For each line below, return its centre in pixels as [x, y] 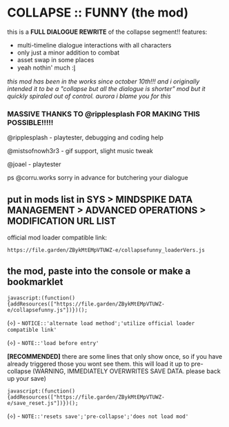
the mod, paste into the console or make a [99, 271]
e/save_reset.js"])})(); [43, 403]
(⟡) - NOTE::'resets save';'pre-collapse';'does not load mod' [98, 416]
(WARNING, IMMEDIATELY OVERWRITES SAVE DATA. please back [127, 371]
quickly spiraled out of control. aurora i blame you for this [89, 96]
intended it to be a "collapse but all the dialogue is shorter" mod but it [106, 88]
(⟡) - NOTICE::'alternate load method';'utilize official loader [101, 323]
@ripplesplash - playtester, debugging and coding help [86, 138]
